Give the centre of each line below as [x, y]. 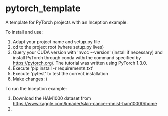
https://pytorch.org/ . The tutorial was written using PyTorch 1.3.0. [80, 63]
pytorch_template [43, 9]
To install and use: [24, 32]
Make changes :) [30, 79]
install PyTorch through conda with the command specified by [77, 57]
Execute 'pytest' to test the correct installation [60, 73]
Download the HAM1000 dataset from [52, 98]
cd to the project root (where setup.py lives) [58, 47]
